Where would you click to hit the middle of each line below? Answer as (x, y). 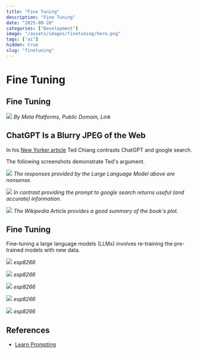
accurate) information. (34, 198)
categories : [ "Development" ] (42, 28)
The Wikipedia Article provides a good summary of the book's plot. (96, 211)
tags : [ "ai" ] (22, 39)
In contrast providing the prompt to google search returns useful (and (99, 192)
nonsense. (19, 180)
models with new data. (52, 250)
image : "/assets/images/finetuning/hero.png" (63, 34)
